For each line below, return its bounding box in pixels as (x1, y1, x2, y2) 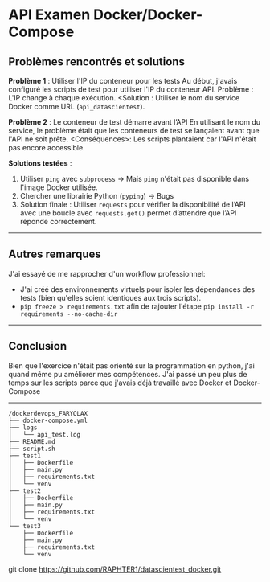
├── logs (8, 424, 38, 432)
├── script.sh (8, 445, 56, 453)
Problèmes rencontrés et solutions (8, 55, 185, 68)
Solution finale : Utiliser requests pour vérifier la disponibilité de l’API (19, 199, 247, 209)
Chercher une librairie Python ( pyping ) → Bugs (19, 191, 174, 200)
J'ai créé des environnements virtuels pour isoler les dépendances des (19, 284, 256, 294)
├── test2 (8, 486, 42, 495)
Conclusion (8, 339, 67, 353)
